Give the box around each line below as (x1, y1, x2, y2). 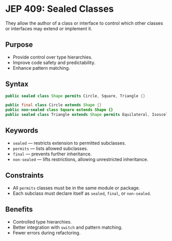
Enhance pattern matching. (12, 65, 70, 71)
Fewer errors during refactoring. (12, 229, 81, 236)
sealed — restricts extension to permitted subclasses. (12, 139, 126, 146)
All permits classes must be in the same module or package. (12, 185, 140, 191)
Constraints (5, 171, 44, 180)
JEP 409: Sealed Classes (5, 3, 114, 15)
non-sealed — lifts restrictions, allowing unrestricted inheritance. (12, 156, 148, 162)
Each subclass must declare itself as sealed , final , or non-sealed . (12, 190, 152, 196)
